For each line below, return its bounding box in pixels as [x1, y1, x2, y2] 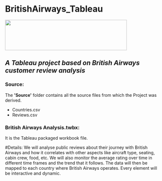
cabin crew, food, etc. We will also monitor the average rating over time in [5, 155, 152, 161]
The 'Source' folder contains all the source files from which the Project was [5, 92, 157, 98]
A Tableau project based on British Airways [5, 59, 140, 67]
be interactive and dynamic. [5, 170, 61, 176]
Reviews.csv [12, 112, 37, 118]
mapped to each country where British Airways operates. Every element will [5, 165, 157, 171]
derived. [5, 97, 22, 103]
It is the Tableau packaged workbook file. [5, 135, 88, 141]
